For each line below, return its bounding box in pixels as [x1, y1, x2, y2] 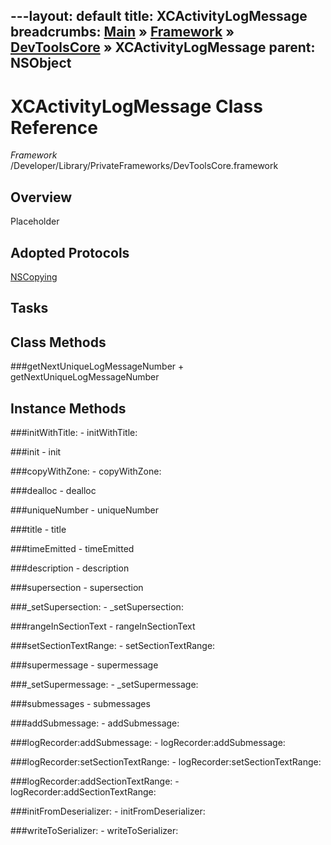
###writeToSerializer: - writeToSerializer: [10, 824, 179, 836]
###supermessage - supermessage [10, 659, 159, 671]
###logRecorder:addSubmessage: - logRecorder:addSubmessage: [10, 736, 286, 748]
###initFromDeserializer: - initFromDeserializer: [10, 805, 206, 817]
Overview [10, 189, 73, 206]
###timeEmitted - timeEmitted [10, 542, 135, 554]
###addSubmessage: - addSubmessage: [10, 717, 180, 729]
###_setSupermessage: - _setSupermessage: [10, 678, 199, 690]
